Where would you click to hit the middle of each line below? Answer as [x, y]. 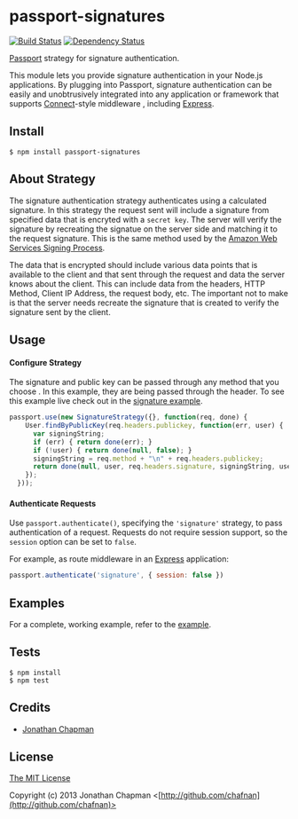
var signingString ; [68, 433]
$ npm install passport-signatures [75, 152]
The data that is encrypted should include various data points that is [133, 264]
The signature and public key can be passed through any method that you [144, 382]
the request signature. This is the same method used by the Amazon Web [143, 238]
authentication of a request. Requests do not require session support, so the [149, 532]
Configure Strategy [46, 362]
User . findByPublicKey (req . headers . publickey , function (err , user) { [154, 426]
